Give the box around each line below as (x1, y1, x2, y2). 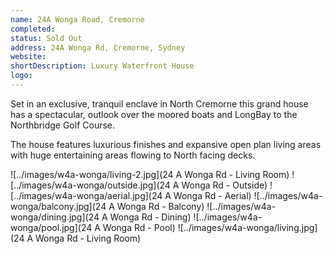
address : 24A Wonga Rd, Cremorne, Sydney (10, 42, 186, 53)
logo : (10, 71, 33, 81)
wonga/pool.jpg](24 (10, 221, 93, 233)
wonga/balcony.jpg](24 (10, 200, 107, 212)
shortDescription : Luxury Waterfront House (10, 61, 195, 71)
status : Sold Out (10, 33, 83, 43)
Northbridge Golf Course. (10, 119, 116, 131)
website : (10, 52, 47, 62)
